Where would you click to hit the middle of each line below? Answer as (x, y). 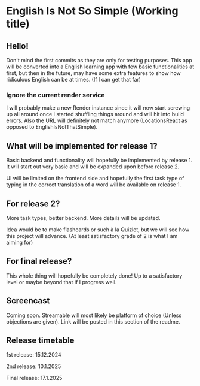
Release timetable (40, 340)
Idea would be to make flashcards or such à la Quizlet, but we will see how (98, 230)
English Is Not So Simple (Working (92, 11)
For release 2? (33, 203)
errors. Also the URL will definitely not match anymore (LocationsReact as (97, 120)
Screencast (28, 301)
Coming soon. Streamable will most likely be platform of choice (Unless (94, 315)
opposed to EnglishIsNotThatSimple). (52, 127)
